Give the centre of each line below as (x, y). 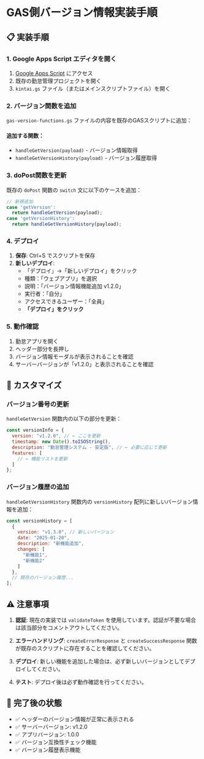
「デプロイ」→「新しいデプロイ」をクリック (81, 271)
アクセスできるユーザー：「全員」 (66, 301)
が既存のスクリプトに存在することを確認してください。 (85, 648)
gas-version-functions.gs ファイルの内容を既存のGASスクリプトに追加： (99, 121)
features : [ (27, 453)
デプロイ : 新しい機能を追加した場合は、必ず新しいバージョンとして (100, 661)
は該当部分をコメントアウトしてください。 (69, 627)
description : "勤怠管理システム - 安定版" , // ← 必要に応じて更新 (89, 447)
